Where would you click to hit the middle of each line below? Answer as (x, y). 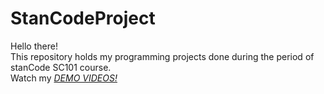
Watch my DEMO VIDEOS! (64, 78)
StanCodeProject (83, 18)
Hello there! (34, 46)
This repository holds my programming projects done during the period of (162, 56)
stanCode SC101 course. (61, 67)
